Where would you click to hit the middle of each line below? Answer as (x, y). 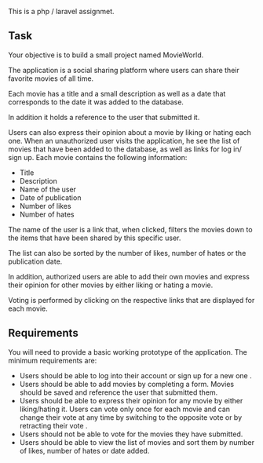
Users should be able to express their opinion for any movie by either (131, 400)
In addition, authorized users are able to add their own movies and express (129, 276)
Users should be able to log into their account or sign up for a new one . (136, 375)
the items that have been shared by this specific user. (95, 238)
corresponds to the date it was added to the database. (96, 102)
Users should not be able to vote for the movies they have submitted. (131, 434)
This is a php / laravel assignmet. (62, 11)
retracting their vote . (53, 425)
